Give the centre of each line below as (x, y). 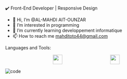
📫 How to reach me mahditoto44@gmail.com (60, 36)
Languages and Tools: (28, 48)
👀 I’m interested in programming (46, 25)
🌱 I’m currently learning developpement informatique (67, 30)
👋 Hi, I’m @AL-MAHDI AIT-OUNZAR (49, 20)
